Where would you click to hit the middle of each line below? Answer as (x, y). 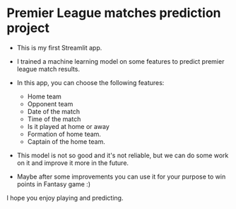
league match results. (48, 69)
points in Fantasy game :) (54, 184)
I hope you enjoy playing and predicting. (65, 198)
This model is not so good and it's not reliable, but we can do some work (123, 155)
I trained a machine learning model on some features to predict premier (120, 61)
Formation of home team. (64, 134)
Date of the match (54, 111)
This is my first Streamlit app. (59, 47)
